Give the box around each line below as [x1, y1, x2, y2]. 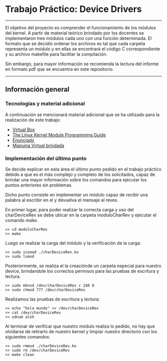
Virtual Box [12, 126, 35, 133]
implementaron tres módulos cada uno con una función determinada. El [5, 35, 152, 41]
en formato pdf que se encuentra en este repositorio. [5, 66, 114, 72]
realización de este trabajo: [5, 117, 61, 123]
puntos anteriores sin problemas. [5, 182, 73, 188]
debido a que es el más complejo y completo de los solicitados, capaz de [5, 171, 156, 178]
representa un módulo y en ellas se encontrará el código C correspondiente [5, 46, 161, 52]
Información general [5, 85, 70, 94]
